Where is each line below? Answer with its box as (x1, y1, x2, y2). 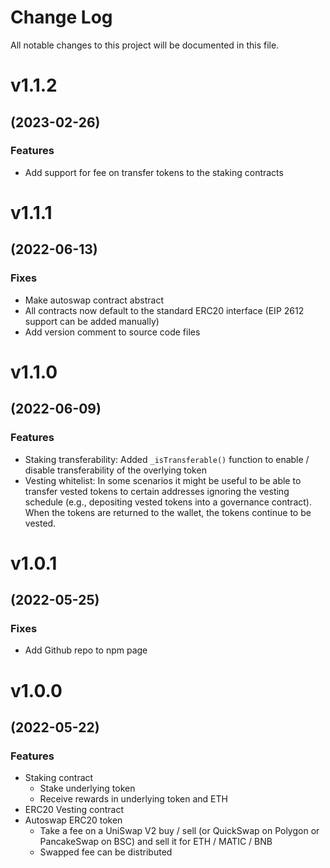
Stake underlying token (39, 782, 136, 795)
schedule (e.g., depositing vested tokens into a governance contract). (24, 496, 312, 508)
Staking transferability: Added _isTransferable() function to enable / (24, 453, 310, 465)
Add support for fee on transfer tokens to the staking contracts (24, 166, 284, 178)
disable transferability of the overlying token (24, 464, 207, 476)
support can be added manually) (24, 315, 160, 327)
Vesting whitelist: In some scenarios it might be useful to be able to (24, 474, 302, 486)
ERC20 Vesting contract (24, 804, 124, 816)
